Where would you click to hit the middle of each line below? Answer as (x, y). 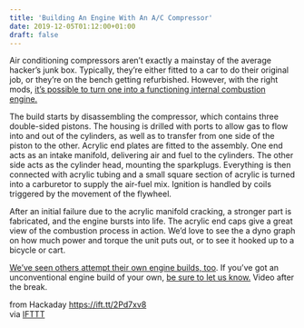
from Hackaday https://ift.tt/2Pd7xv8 (78, 304)
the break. (29, 287)
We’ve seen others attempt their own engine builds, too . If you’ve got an (144, 268)
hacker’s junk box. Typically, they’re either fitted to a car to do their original (149, 70)
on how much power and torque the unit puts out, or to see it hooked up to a (152, 241)
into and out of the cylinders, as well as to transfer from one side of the (142, 136)
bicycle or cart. (38, 250)
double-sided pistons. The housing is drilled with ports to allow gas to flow (149, 126)
